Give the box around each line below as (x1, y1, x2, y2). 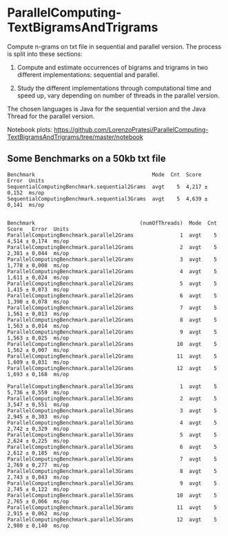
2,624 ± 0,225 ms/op (7, 437, 70, 444)
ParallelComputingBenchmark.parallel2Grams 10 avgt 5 (7, 340, 217, 347)
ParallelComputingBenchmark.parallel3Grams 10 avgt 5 (7, 492, 217, 499)
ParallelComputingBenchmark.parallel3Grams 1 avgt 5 (7, 382, 217, 390)
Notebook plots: (7, 125, 53, 133)
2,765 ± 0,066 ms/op (7, 498, 70, 505)
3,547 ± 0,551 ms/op (7, 401, 70, 408)
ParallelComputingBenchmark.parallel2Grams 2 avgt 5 (7, 243, 217, 250)
